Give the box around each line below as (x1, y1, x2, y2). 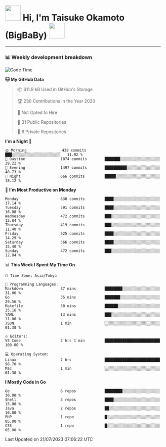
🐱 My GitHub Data (5, 77, 44, 83)
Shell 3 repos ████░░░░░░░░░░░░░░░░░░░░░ (5, 397, 161, 402)
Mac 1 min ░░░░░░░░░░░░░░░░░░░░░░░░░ (5, 366, 161, 371)
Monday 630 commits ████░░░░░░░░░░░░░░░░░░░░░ (5, 197, 161, 201)
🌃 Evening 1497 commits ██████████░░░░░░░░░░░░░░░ (5, 165, 161, 170)
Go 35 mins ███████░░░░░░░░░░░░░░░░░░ (5, 295, 161, 300)
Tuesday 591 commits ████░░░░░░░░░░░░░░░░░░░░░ (5, 205, 161, 210)
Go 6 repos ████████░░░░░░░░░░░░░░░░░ (5, 389, 161, 394)
